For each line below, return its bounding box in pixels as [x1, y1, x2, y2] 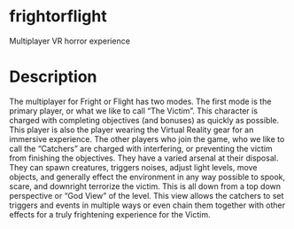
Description [9, 67, 97, 87]
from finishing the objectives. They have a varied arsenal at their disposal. [9, 153, 279, 163]
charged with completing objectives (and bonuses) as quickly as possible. [9, 114, 280, 125]
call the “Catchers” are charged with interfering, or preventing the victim [9, 143, 273, 154]
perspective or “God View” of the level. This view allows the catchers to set [9, 190, 284, 201]
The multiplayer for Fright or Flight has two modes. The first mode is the [9, 96, 272, 107]
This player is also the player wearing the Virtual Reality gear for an [9, 124, 254, 135]
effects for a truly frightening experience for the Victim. [9, 209, 211, 219]
